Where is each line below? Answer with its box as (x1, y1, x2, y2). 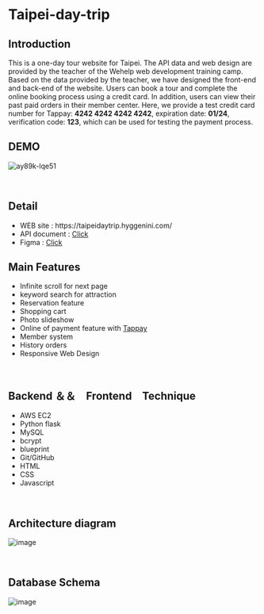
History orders (19, 340, 67, 350)
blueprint (19, 444, 50, 454)
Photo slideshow (19, 315, 75, 324)
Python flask (19, 419, 61, 429)
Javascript (19, 478, 55, 488)
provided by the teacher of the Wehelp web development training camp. (8, 67, 243, 76)
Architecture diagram (8, 516, 117, 530)
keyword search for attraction (19, 290, 117, 299)
